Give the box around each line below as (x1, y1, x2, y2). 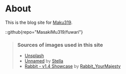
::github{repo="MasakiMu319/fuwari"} (5, 29, 83, 35)
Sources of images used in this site (17, 41, 103, 48)
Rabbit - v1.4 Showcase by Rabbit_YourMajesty (24, 63, 121, 70)
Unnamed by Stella (24, 58, 63, 64)
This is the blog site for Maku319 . (5, 19, 73, 25)
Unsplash (24, 53, 44, 59)
